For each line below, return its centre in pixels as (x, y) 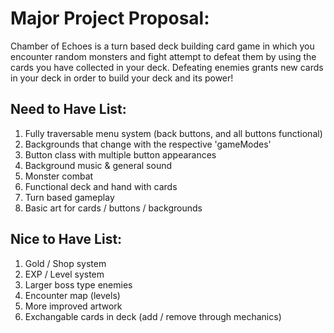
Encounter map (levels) (72, 295)
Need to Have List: (68, 109)
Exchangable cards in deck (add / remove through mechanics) (153, 316)
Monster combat (59, 176)
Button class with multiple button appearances (120, 154)
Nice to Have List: (66, 239)
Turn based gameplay (69, 197)
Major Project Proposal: (110, 18)
